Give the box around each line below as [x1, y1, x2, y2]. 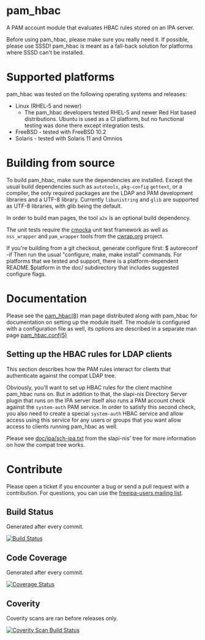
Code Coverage [6, 553, 67, 563]
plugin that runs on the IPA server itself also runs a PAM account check [6, 397, 185, 404]
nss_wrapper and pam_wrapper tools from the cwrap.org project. [6, 232, 164, 240]
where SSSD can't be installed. [6, 48, 84, 56]
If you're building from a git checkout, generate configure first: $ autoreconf [6, 244, 198, 251]
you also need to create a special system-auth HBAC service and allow [6, 410, 184, 417]
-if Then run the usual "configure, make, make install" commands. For [6, 251, 182, 258]
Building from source [6, 156, 115, 170]
